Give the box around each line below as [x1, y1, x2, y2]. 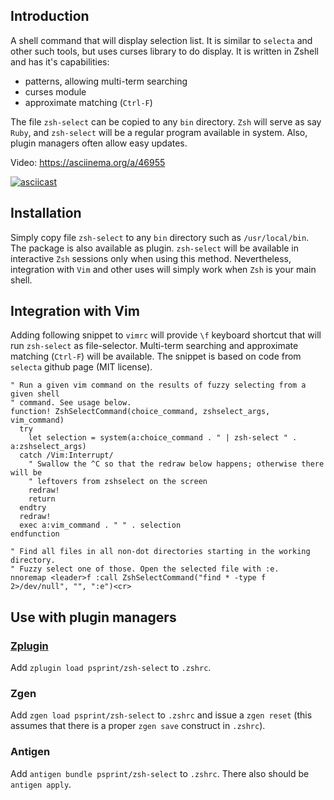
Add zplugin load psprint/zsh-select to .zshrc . [10, 662, 212, 674]
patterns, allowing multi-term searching [24, 75, 188, 87]
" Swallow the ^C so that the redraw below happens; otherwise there [28, 459, 325, 469]
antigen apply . [10, 778, 72, 790]
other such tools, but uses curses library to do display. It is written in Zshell [10, 45, 319, 57]
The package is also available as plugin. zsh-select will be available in [10, 242, 300, 254]
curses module [24, 85, 87, 98]
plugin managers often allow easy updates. [10, 137, 188, 149]
